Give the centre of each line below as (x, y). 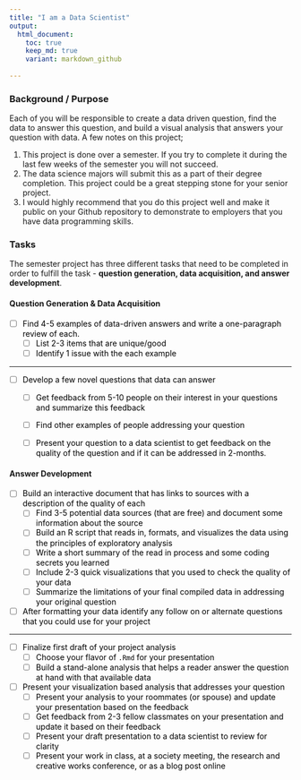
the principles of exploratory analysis (104, 543)
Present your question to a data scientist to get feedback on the (153, 443)
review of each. (51, 333)
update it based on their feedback (98, 727)
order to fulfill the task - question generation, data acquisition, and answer (150, 273)
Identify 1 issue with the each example (106, 353)
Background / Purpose (59, 99)
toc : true (44, 43)
